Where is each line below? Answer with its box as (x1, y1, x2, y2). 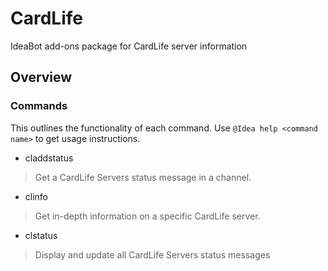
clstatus (24, 229, 58, 241)
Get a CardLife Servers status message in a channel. (34, 171, 252, 183)
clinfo (24, 190, 49, 202)
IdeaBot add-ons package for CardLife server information (10, 40, 248, 52)
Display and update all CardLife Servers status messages (34, 248, 271, 261)
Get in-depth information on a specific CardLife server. (34, 210, 261, 222)
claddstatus (24, 152, 74, 164)
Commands (10, 99, 68, 113)
